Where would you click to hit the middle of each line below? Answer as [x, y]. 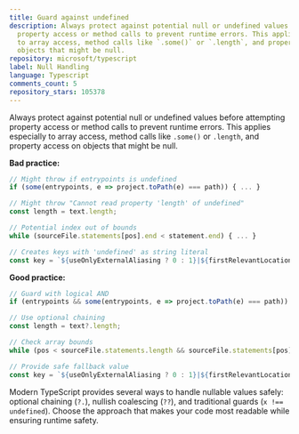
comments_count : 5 [43, 84]
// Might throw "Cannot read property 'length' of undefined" [127, 204]
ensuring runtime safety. [54, 420]
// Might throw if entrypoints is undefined [93, 179]
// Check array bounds [51, 342]
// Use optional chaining [57, 318]
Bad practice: [35, 163]
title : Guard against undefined [69, 17]
